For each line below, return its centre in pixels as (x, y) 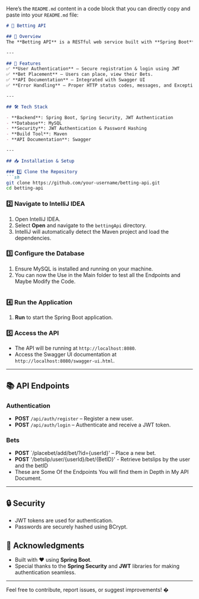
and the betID (31, 466)
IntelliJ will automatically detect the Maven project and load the (92, 231)
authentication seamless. (45, 572)
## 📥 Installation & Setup (40, 161)
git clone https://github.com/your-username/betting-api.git (83, 183)
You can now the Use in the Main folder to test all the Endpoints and (97, 275)
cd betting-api (25, 188)
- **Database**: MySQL (34, 123)
